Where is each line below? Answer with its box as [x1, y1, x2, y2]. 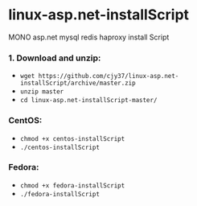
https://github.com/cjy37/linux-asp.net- [38, 72, 179, 80]
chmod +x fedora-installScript [19, 181, 125, 190]
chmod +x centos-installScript [19, 134, 125, 142]
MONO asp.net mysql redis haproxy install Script [8, 32, 170, 42]
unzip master [19, 88, 64, 96]
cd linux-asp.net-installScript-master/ [19, 97, 158, 105]
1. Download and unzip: [8, 52, 101, 64]
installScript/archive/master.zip [19, 79, 136, 88]
